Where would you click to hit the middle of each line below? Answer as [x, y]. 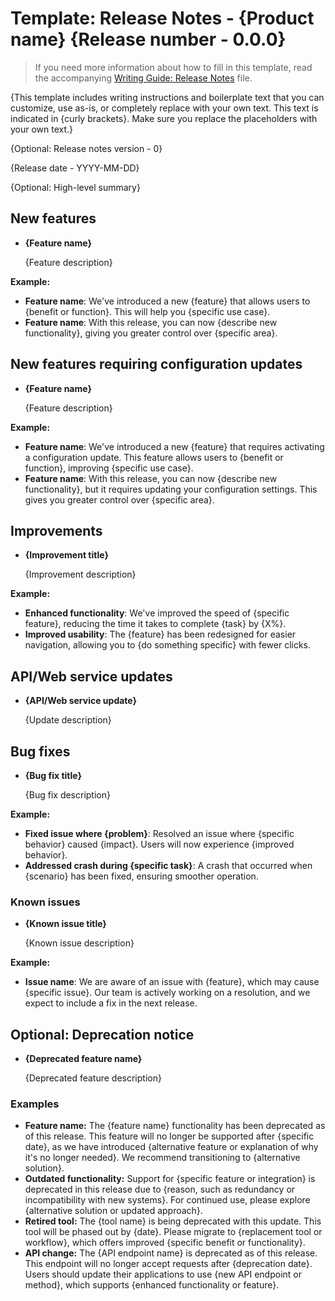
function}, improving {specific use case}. [109, 468]
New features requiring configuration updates [156, 364]
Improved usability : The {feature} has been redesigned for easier [160, 634]
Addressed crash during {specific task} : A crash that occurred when [168, 865]
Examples [35, 1104]
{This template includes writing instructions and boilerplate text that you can [167, 97]
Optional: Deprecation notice [102, 1034]
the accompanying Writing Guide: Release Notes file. [143, 78]
